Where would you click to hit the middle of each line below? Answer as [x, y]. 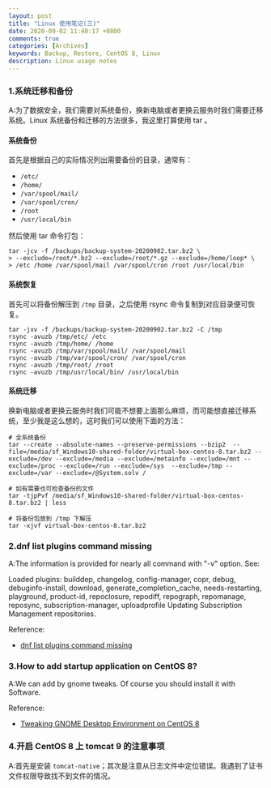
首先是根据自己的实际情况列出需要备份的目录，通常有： [100, 160]
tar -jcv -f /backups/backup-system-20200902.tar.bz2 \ [104, 251]
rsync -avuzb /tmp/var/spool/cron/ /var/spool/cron [97, 358]
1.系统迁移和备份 [41, 91]
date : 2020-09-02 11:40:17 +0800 [65, 31]
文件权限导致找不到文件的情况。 [61, 776]
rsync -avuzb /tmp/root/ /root [61, 365]
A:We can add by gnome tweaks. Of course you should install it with [122, 684]
